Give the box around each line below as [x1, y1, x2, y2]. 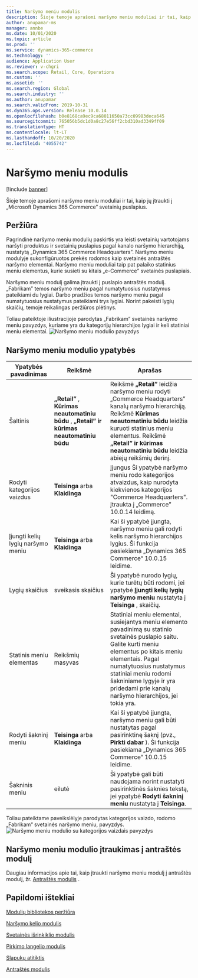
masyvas [54, 658, 80, 667]
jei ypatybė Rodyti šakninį [110, 792, 184, 801]
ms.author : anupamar [6, 96, 57, 102]
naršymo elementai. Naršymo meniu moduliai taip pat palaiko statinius [6, 261, 176, 268]
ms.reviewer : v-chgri [6, 63, 60, 70]
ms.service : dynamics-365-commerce [6, 47, 94, 53]
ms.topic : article [6, 36, 51, 42]
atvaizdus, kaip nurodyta [110, 478, 179, 486]
